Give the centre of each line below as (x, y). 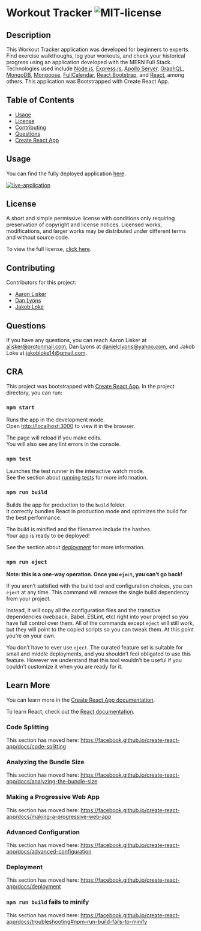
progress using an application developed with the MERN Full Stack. (89, 62)
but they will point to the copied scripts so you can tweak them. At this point (100, 630)
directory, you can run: (34, 393)
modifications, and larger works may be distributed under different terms (96, 231)
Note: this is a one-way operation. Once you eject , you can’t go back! (94, 574)
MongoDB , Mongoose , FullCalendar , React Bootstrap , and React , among (95, 75)
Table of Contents (40, 100)
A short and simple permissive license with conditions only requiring (91, 218)
